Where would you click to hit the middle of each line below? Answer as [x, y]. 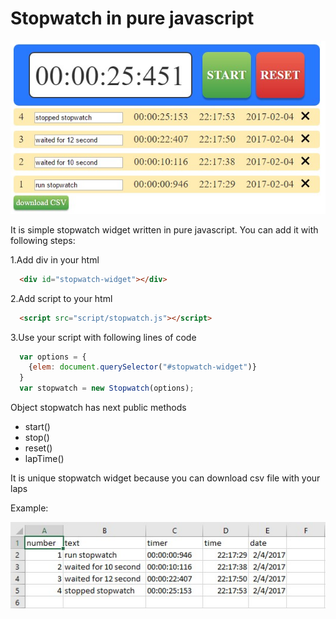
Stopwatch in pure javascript [132, 18]
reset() [38, 448]
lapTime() [44, 459]
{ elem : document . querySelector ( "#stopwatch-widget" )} [142, 367]
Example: [29, 508]
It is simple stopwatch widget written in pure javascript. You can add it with [164, 229]
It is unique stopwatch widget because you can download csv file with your [165, 478]
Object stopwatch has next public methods [98, 408]
